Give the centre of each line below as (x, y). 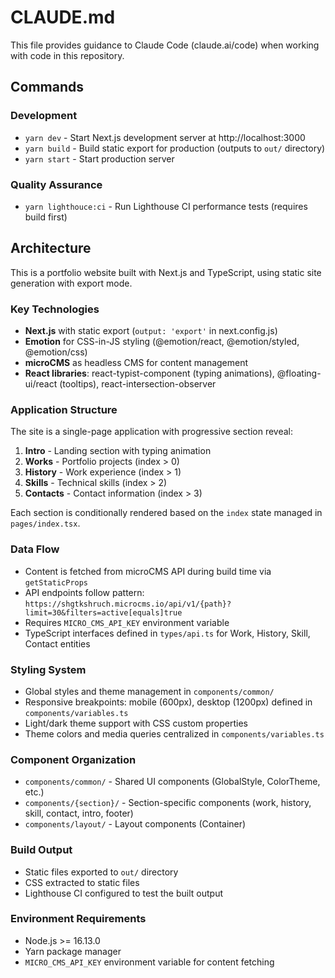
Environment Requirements (78, 919)
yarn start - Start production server (99, 158)
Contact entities (57, 643)
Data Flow (35, 549)
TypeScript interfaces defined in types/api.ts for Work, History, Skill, (167, 633)
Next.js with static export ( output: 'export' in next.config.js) (151, 331)
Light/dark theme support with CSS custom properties (136, 723)
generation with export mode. (71, 283)
